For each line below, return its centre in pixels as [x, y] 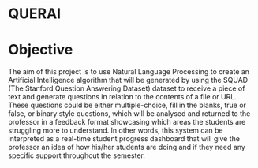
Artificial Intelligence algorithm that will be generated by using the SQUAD [128, 80]
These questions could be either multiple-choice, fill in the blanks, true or [127, 105]
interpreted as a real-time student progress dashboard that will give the [124, 139]
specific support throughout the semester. [77, 155]
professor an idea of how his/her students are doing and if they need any [127, 147]
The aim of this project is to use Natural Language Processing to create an [129, 72]
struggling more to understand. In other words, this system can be [116, 130]
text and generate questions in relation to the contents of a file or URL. [122, 97]
